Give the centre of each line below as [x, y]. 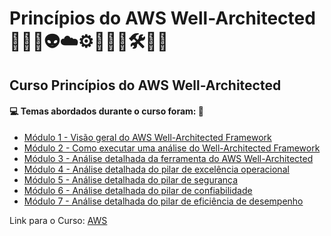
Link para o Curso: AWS [58, 220]
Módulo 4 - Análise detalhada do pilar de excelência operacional [156, 169]
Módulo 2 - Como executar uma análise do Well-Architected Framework [172, 148]
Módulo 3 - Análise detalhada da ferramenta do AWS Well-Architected [168, 158]
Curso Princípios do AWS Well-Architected [145, 85]
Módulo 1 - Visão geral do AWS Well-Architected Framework [147, 137]
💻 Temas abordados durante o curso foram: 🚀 [107, 111]
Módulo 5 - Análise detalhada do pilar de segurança [131, 179]
